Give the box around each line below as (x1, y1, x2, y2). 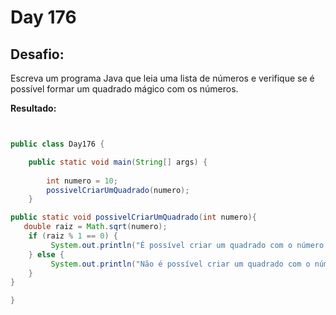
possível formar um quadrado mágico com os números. (10, 83, 239, 95)
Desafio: (10, 46, 65, 63)
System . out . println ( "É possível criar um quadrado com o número (50, 240, 325, 250)
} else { (28, 249, 65, 260)
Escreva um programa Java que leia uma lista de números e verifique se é (10, 72, 315, 84)
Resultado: (10, 102, 57, 114)
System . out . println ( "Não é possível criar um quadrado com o (50, 259, 311, 269)
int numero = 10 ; (46, 176, 118, 186)
